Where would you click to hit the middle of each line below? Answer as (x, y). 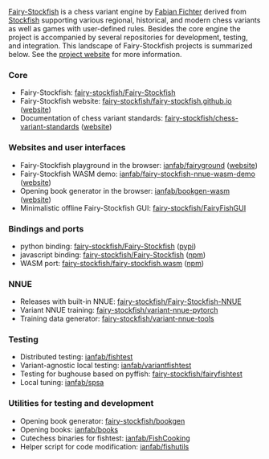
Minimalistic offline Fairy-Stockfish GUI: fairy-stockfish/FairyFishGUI (133, 207)
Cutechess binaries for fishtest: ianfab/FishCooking (105, 438)
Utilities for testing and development (81, 404)
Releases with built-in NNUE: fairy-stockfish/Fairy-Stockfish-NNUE (131, 301)
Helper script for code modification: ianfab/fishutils (104, 446)
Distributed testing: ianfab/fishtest (76, 357)
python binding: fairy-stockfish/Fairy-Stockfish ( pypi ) (108, 246)
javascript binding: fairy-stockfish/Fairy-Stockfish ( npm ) (113, 254)
